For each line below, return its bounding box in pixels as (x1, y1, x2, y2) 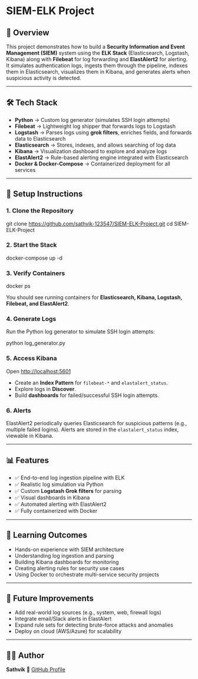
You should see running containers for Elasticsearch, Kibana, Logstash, (6, 294, 183, 301)
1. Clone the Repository (6, 207, 74, 215)
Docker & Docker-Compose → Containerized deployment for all (14, 160, 171, 167)
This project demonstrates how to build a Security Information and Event (6, 43, 186, 50)
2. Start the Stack (6, 241, 57, 249)
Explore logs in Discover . (14, 385, 77, 392)
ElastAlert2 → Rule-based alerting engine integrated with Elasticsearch (14, 154, 189, 161)
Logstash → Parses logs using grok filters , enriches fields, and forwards (14, 128, 192, 136)
